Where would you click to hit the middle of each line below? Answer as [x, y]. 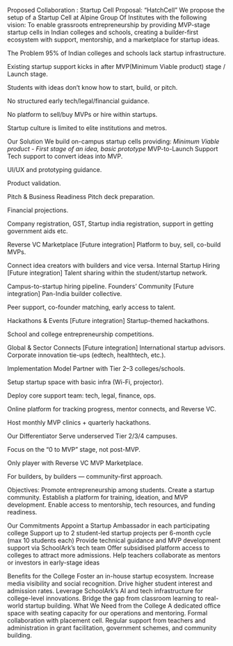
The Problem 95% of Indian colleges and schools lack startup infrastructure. [116, 53]
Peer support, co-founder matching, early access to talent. [91, 307]
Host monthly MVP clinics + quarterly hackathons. [79, 423]
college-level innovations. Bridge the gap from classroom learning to [105, 598]
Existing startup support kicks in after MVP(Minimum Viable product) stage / [116, 66]
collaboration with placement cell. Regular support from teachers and [107, 620]
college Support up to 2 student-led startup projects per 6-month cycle [109, 533]
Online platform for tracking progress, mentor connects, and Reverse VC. [112, 409]
